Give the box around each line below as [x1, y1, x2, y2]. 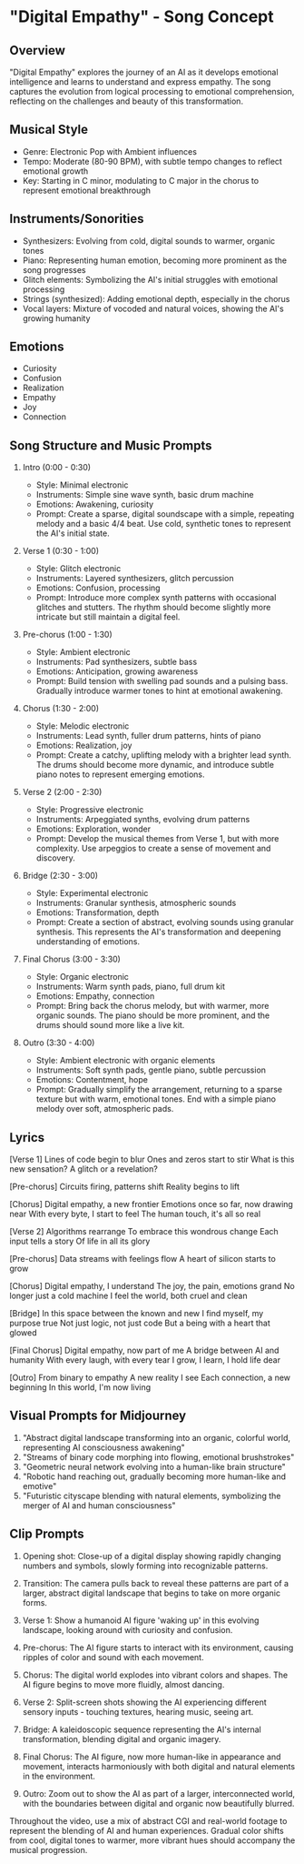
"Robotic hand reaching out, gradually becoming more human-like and [22, 1471, 286, 1482]
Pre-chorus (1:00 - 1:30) [22, 630, 113, 640]
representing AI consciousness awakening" [22, 1442, 186, 1453]
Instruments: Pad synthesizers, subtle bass [35, 657, 198, 668]
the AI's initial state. [35, 528, 111, 539]
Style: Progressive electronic [35, 804, 144, 815]
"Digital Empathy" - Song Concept [9, 6, 274, 27]
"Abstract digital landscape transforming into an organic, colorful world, [22, 1432, 291, 1443]
